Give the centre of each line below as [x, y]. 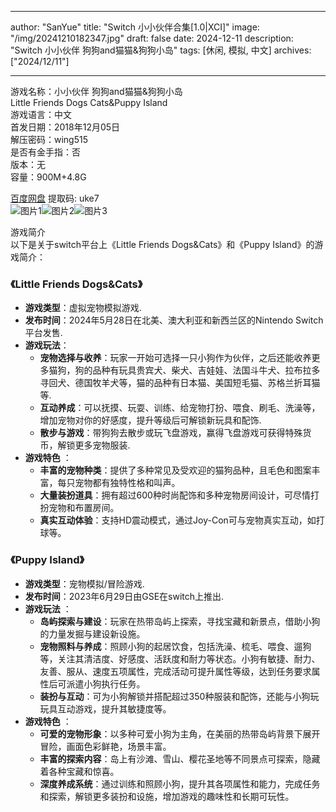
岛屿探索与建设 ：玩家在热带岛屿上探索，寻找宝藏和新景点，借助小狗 [180, 621]
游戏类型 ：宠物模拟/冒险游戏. [84, 583]
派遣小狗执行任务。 [106, 683]
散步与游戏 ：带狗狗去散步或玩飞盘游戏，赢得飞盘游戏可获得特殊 [171, 433]
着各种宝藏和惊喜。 [79, 771]
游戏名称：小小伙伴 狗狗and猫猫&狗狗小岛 [96, 91]
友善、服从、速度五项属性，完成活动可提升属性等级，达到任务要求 [175, 671]
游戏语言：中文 [41, 114]
